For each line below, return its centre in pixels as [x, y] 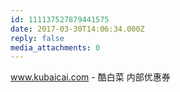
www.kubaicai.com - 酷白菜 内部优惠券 [90, 77]
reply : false [37, 38]
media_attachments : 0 [55, 47]
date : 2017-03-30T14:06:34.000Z [77, 29]
